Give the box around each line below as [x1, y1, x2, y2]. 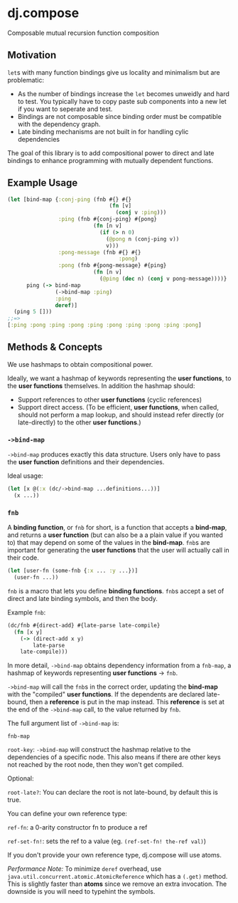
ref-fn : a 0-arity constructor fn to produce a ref [7, 823, 148, 832]
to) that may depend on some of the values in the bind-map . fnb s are [7, 538, 210, 547]
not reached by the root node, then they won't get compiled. [7, 761, 184, 769]
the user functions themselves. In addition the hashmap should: [7, 381, 195, 390]
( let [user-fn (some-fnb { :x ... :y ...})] [7, 568, 139, 575]
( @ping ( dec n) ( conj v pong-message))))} [99, 276, 227, 283]
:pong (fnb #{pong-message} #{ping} [58, 262, 167, 269]
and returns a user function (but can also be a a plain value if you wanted [7, 531, 224, 539]
